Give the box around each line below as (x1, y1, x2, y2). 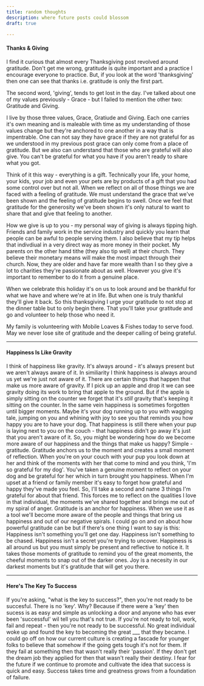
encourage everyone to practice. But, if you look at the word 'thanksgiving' (6, 71, 194, 78)
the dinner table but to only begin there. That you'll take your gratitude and (6, 304, 193, 312)
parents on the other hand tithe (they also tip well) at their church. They (6, 247, 185, 254)
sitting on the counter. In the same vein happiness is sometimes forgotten (6, 401, 190, 408)
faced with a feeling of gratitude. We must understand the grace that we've (6, 190, 194, 198)
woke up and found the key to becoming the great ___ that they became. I (6, 628, 190, 635)
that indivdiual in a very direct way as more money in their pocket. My (6, 241, 180, 248)
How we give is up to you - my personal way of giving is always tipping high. (6, 222, 198, 229)
